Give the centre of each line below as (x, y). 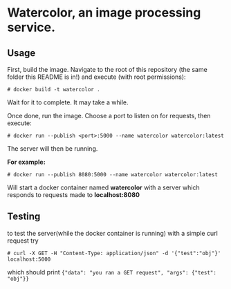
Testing (24, 217)
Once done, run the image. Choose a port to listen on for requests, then (109, 116)
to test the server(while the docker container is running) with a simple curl (112, 233)
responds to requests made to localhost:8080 (74, 195)
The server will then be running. (53, 149)
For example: (27, 162)
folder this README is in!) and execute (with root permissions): (96, 77)
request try (23, 241)
